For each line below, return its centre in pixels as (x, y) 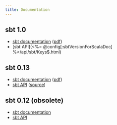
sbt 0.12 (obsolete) (34, 100)
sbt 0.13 (17, 67)
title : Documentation (28, 10)
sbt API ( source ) (29, 85)
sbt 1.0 (16, 30)
